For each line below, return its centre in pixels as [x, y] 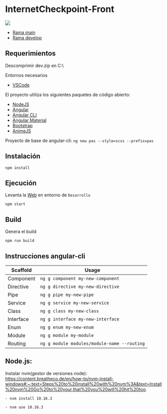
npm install [17, 168]
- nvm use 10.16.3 [24, 407]
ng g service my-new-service [75, 303]
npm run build [20, 241]
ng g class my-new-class [70, 311]
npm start [15, 204]
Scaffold [21, 270]
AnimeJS [22, 130]
